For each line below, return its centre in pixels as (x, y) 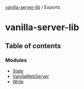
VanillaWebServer (30, 76)
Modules (16, 60)
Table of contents (33, 46)
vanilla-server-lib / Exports (32, 7)
